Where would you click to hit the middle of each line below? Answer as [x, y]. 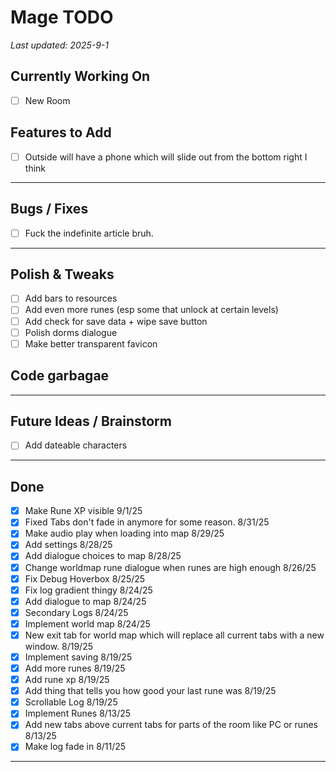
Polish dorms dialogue [71, 332]
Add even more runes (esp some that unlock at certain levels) [151, 310]
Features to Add [61, 132]
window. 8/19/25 [58, 646]
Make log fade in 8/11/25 [75, 747]
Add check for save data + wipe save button [116, 321]
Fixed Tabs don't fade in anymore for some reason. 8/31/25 [147, 522]
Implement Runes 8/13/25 [78, 713]
